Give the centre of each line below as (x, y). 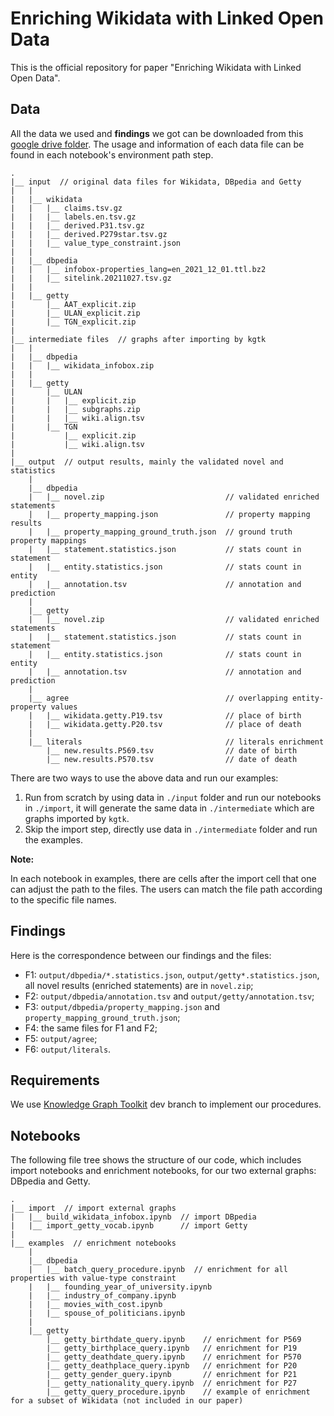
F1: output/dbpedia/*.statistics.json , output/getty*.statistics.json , (172, 974)
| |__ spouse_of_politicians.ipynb (107, 1313)
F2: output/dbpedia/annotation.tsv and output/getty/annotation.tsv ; (169, 996)
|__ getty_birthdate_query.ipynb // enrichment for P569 (174, 1340)
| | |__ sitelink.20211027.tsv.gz (91, 278)
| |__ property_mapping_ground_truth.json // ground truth (160, 532)
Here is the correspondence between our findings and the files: (141, 955)
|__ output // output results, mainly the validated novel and (147, 462)
